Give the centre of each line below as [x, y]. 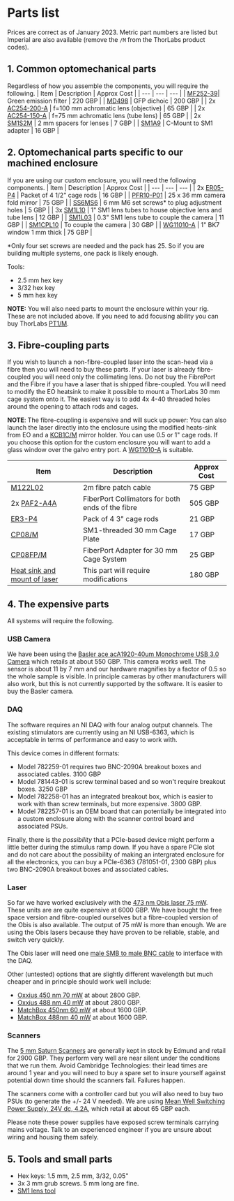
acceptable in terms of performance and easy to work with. [92, 739]
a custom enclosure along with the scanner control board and [106, 818]
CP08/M [24, 534]
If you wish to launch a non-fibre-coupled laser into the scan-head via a [110, 362]
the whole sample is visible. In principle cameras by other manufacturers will [117, 676]
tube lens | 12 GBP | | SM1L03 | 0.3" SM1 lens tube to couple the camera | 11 [116, 217]
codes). [18, 47]
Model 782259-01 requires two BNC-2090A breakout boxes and [109, 766]
